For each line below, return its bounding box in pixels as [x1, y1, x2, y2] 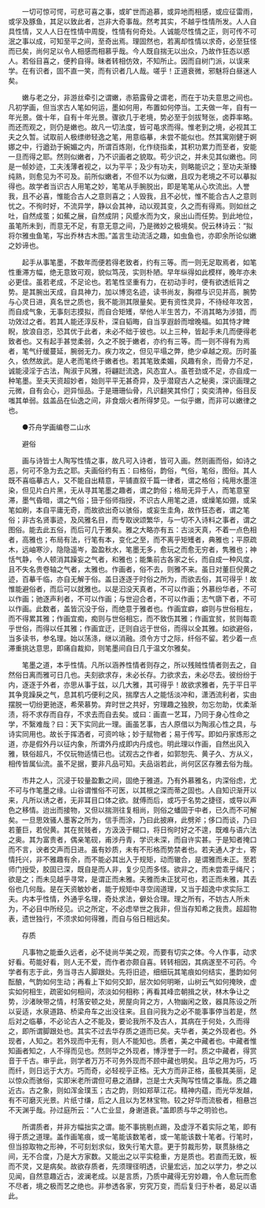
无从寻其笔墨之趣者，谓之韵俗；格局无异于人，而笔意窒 [69, 486, 250, 495]
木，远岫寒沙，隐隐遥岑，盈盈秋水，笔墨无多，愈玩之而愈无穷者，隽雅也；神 [8, 545, 257, 554]
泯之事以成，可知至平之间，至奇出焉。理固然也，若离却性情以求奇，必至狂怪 [8, 36, 257, 46]
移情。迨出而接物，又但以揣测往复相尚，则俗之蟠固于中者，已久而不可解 [21, 805, 257, 815]
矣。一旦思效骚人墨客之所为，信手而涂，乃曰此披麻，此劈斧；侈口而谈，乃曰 [8, 816, 257, 824]
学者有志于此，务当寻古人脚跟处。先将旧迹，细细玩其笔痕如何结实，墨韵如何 [8, 967, 257, 977]
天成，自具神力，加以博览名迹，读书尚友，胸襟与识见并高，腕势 [49, 287, 257, 296]
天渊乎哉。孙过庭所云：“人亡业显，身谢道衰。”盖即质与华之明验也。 [14, 1105, 233, 1115]
